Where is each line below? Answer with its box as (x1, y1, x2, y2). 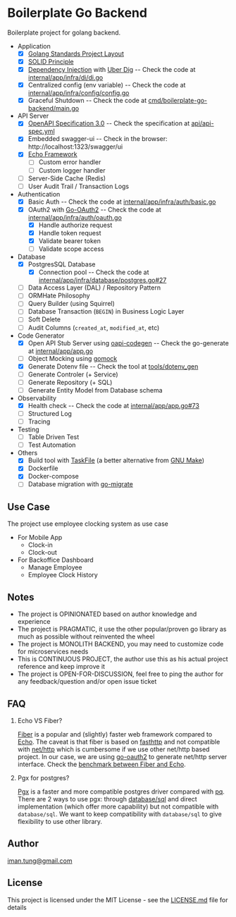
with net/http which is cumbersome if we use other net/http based (17, 745, 210, 753)
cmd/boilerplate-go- (147, 97, 208, 105)
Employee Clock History (27, 571, 99, 579)
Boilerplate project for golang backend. (7, 28, 121, 37)
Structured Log (27, 410, 73, 417)
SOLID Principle (27, 58, 74, 66)
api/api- (191, 119, 214, 128)
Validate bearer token (38, 236, 101, 245)
